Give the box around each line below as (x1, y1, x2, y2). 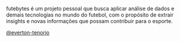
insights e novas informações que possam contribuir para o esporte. (6, 18, 173, 24)
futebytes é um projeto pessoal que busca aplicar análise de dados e (6, 5, 175, 12)
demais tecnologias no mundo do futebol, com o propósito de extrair (6, 11, 173, 18)
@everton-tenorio (6, 29, 50, 36)
